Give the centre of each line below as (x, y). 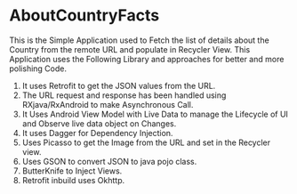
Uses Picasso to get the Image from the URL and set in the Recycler (146, 142)
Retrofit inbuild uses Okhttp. (73, 180)
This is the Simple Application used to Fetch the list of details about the (139, 40)
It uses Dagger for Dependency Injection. (97, 133)
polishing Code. (38, 69)
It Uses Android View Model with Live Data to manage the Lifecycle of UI (155, 114)
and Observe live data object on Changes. (99, 123)
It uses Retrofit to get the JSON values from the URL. (119, 85)
